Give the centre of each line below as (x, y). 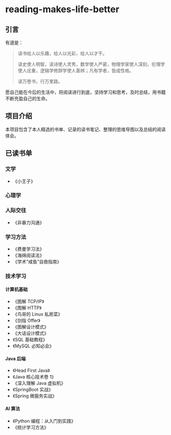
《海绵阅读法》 (28, 255)
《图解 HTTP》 (27, 308)
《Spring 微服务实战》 (35, 396)
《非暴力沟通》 (28, 222)
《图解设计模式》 (31, 327)
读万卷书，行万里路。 (40, 81)
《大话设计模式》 (31, 333)
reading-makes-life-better (62, 9)
